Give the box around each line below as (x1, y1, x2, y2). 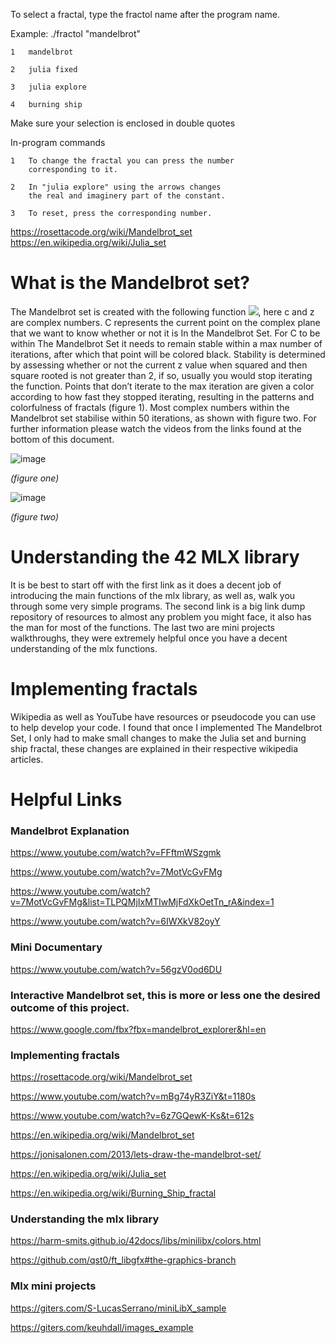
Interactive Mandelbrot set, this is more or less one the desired (10, 988, 321, 1002)
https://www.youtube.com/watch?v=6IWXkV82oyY (10, 915, 221, 928)
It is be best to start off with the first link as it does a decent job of (10, 579, 282, 591)
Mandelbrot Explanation (10, 824, 130, 838)
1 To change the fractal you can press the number (10, 156, 235, 166)
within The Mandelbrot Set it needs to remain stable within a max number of (10, 337, 323, 349)
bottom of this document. (10, 433, 115, 445)
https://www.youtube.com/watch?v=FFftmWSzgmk (10, 847, 222, 859)
